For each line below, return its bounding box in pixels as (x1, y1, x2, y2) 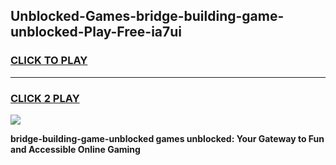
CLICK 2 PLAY (10, 91, 80, 105)
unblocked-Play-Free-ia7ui (10, 24, 183, 41)
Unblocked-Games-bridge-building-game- (10, 8, 285, 25)
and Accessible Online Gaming (10, 143, 141, 155)
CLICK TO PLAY (10, 54, 88, 68)
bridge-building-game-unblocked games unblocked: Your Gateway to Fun (10, 132, 325, 144)
